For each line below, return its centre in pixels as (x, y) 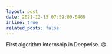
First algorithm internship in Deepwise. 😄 (56, 45)
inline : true (22, 22)
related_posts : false (33, 28)
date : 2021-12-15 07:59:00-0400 (46, 17)
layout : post (22, 11)
